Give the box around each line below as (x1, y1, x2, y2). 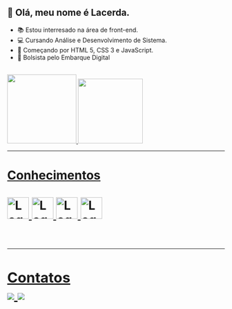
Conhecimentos (7, 168, 101, 183)
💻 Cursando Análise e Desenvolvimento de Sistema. (17, 36, 167, 44)
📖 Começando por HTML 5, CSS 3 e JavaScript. (17, 46, 154, 54)
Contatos (7, 268, 70, 286)
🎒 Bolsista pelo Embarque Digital (17, 53, 110, 61)
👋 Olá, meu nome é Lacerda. (7, 7, 130, 19)
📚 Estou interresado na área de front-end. (17, 26, 138, 34)
